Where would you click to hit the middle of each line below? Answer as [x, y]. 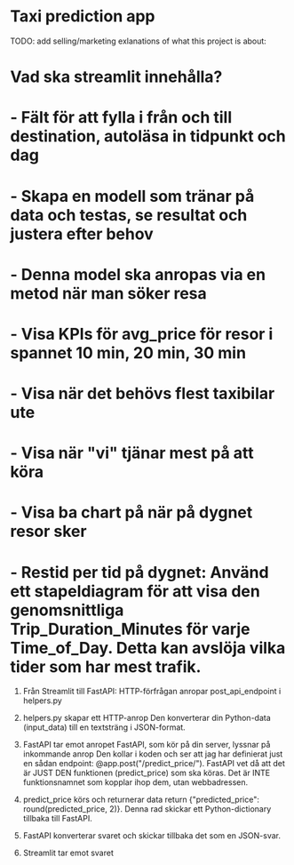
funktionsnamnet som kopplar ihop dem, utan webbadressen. [135, 782]
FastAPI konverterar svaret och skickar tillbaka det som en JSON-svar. [152, 836]
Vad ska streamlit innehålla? [116, 77]
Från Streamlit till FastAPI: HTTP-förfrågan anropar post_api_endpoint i [152, 692]
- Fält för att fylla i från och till [121, 118]
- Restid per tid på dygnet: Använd [139, 572]
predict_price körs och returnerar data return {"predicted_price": [141, 800]
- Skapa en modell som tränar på [132, 196]
